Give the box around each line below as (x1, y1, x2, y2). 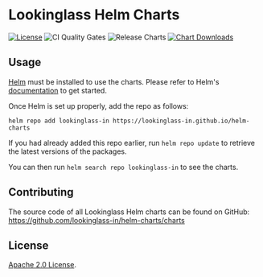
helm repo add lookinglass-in (8, 117, 110, 125)
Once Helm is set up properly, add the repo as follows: (8, 101, 189, 110)
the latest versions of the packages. (8, 147, 127, 156)
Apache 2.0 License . (8, 260, 76, 270)
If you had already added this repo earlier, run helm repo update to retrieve (8, 138, 256, 147)
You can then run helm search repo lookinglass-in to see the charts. (8, 162, 239, 172)
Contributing (8, 185, 74, 199)
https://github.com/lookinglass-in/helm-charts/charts (8, 215, 185, 225)
